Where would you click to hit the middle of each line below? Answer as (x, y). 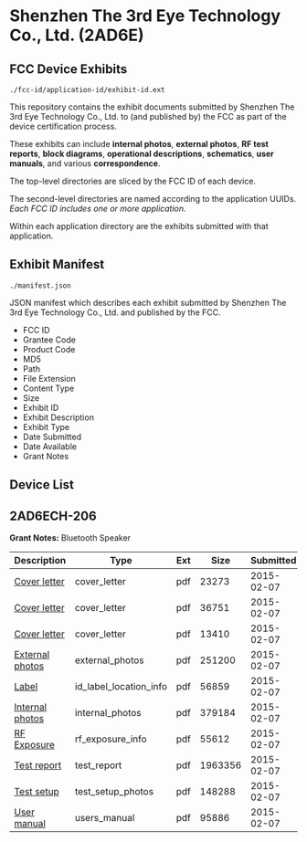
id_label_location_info (121, 687)
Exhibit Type (46, 426)
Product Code (49, 349)
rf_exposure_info (111, 739)
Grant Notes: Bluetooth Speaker (70, 538)
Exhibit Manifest (57, 264)
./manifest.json (40, 285)
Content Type (48, 388)
